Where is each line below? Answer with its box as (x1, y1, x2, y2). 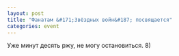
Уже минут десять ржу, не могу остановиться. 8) (7, 42, 152, 50)
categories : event (7, 23, 59, 29)
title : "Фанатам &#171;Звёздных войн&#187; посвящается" (7, 16, 173, 23)
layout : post (7, 10, 44, 17)
